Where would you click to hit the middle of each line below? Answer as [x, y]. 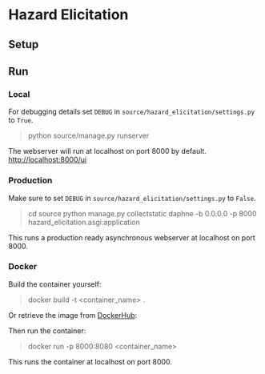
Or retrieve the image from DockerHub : [73, 315]
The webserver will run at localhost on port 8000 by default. [107, 151]
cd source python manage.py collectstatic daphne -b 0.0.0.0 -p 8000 [143, 213]
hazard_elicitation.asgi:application [84, 222]
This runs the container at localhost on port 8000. [90, 361]
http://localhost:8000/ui [47, 160]
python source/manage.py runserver [88, 136]
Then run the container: [47, 331]
